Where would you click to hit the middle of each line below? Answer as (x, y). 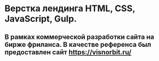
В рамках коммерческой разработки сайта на (79, 37)
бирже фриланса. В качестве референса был (78, 44)
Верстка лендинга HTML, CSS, (70, 9)
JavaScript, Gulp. (41, 19)
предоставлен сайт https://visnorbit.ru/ (68, 52)
